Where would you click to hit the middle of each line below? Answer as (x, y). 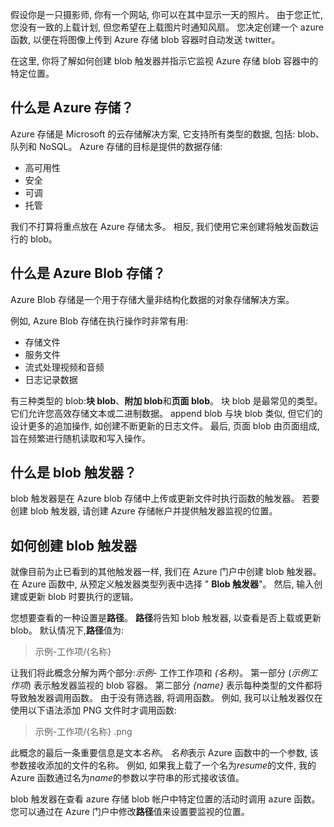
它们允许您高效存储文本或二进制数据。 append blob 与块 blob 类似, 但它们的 (166, 413)
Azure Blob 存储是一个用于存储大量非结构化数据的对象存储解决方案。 (152, 299)
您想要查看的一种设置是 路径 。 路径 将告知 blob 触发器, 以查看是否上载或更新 (166, 618)
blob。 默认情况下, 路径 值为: (67, 630)
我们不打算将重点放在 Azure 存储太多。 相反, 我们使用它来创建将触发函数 (160, 226)
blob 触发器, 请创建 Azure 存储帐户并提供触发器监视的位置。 (153, 511)
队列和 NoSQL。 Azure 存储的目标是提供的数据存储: (116, 146)
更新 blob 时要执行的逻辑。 (83, 597)
